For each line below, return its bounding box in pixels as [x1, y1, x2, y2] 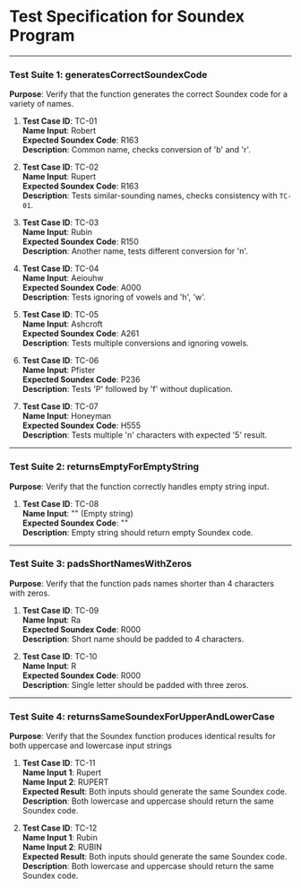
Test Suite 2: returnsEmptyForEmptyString [9, 460, 200, 473]
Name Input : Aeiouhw [21, 273, 104, 283]
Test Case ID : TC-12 [21, 823, 98, 833]
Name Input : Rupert [21, 171, 97, 182]
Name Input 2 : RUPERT [21, 777, 109, 788]
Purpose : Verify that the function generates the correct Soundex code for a [9, 89, 288, 100]
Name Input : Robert [21, 126, 97, 136]
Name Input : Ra [21, 614, 82, 625]
